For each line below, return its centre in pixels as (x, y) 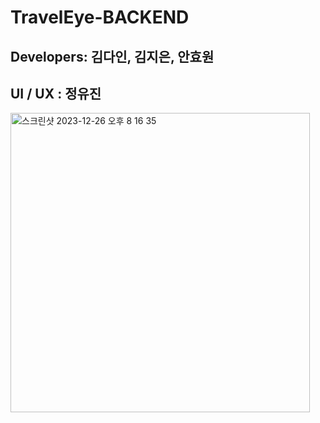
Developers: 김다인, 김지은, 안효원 (112, 56)
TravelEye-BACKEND (100, 17)
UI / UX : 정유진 (56, 93)
